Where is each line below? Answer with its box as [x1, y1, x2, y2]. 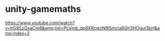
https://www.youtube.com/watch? [5, 20, 75, 26]
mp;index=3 [5, 30, 30, 36]
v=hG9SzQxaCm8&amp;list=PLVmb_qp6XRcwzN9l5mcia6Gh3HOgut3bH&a [5, 25, 160, 31]
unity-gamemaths [5, 3, 81, 15]
